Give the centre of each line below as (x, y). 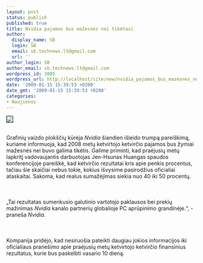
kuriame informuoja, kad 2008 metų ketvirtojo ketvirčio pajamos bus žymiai (100, 144)
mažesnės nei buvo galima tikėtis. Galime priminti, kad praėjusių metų (93, 150)
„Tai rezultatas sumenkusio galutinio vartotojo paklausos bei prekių (89, 202)
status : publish (27, 18)
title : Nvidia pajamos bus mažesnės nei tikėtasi (70, 29)
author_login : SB (28, 62)
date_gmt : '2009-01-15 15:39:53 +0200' (56, 91)
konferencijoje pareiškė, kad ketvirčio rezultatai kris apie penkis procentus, (99, 163)
